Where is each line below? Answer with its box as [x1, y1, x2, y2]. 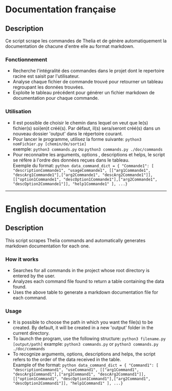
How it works [5, 256, 39, 263]
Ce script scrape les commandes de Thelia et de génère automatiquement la [5, 38, 167, 44]
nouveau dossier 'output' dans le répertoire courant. [12, 130, 123, 137]
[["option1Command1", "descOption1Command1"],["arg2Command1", [12, 377, 151, 382]
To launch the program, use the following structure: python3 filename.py [12, 335, 166, 342]
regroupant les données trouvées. [12, 84, 84, 91]
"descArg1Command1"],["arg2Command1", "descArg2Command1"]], [12, 372, 146, 377]
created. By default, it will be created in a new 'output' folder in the [12, 325, 154, 331]
